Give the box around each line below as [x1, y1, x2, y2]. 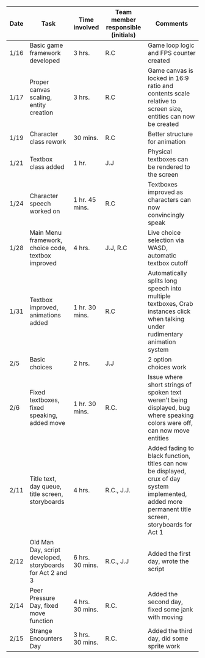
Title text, [29, 475, 57, 482]
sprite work [147, 642, 181, 650]
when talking [147, 315, 185, 323]
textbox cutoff [147, 259, 188, 267]
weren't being [147, 396, 188, 404]
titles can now [147, 459, 188, 467]
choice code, [29, 244, 67, 252]
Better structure [147, 130, 193, 138]
